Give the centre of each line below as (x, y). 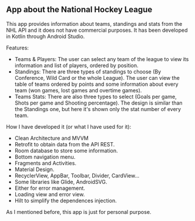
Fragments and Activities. (45, 163)
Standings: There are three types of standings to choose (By (88, 71)
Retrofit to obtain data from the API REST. (65, 144)
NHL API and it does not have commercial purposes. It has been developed (97, 30)
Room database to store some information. (66, 150)
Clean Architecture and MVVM (52, 138)
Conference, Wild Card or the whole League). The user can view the (97, 78)
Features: (18, 48)
